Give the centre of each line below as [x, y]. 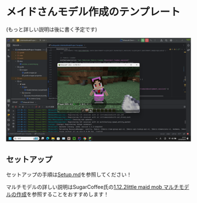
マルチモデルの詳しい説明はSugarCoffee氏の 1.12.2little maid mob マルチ [93, 187]
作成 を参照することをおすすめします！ [62, 194]
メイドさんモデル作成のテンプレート [93, 12]
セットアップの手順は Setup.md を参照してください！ [69, 175]
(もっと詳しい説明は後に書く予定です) [52, 29]
